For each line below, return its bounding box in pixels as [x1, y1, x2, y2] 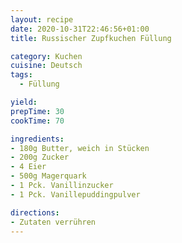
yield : [10, 97, 38, 107]
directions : [10, 207, 60, 218]
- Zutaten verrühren [10, 217, 97, 227]
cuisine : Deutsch [10, 61, 83, 71]
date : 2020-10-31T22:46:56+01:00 [10, 24, 150, 34]
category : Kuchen [10, 51, 83, 61]
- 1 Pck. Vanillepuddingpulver [10, 189, 141, 200]
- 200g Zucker [10, 152, 70, 163]
